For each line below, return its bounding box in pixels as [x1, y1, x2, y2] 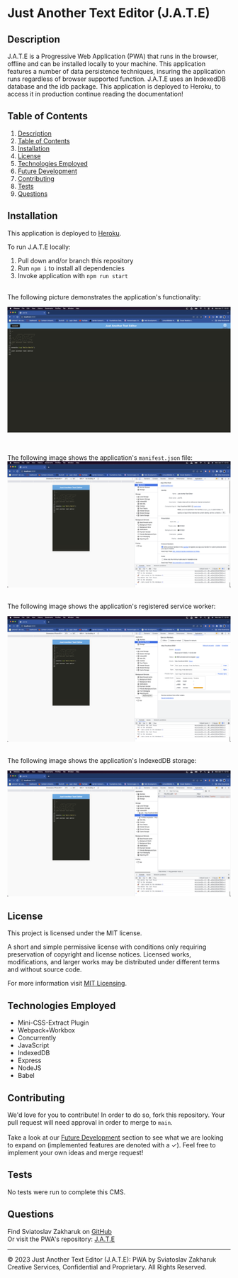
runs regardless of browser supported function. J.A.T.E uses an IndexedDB [7, 75, 227, 83]
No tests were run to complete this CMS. [7, 1187, 126, 1196]
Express [17, 1056, 42, 1065]
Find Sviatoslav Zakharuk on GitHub [7, 1227, 112, 1235]
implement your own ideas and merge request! [7, 1148, 144, 1157]
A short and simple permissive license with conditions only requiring [7, 942, 207, 952]
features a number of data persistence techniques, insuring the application [7, 67, 225, 75]
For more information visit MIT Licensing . [7, 979, 127, 988]
